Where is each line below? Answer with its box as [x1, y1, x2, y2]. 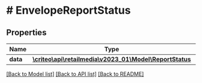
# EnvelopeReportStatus [6, 4, 131, 17]
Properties [6, 27, 47, 38]
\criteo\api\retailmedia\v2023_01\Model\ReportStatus [32, 55, 191, 63]
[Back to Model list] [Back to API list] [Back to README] [6, 70, 144, 78]
